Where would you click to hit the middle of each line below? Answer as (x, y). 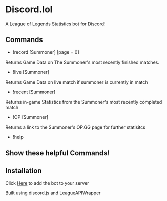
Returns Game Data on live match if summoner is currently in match (77, 82)
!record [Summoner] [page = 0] (46, 52)
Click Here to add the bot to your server (47, 183)
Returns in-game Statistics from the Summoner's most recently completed (84, 102)
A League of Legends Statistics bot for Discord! (56, 24)
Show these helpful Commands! (58, 153)
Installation (24, 170)
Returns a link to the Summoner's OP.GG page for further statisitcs (76, 127)
